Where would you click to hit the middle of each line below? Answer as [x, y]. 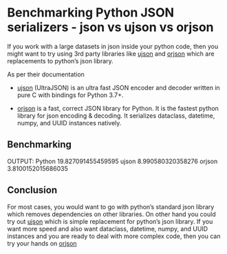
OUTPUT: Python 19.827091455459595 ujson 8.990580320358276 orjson [112, 161]
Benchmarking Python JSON [90, 13]
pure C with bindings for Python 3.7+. [70, 95]
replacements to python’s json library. [60, 61]
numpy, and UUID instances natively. [69, 123]
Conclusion [32, 190]
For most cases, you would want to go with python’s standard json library [111, 207]
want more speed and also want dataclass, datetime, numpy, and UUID [108, 229]
